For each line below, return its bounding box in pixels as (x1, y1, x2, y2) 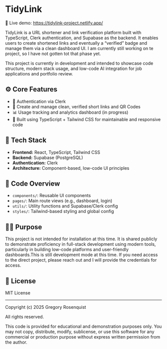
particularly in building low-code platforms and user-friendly (5, 247, 129, 253)
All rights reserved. (5, 314, 44, 320)
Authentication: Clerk (12, 160, 58, 166)
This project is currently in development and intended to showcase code (5, 60, 154, 66)
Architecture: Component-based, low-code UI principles (12, 165, 130, 171)
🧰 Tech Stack (5, 136, 47, 144)
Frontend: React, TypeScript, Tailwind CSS (12, 149, 100, 155)
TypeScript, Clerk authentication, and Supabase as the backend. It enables (5, 35, 159, 41)
